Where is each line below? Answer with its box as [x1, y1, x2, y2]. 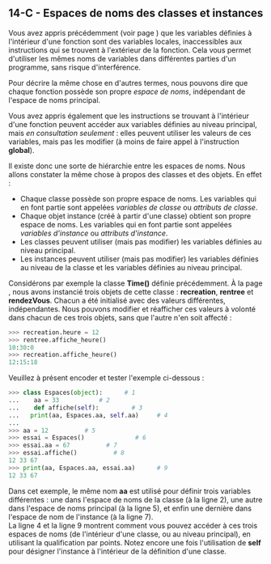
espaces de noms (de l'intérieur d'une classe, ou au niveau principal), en [8, 529, 251, 539]
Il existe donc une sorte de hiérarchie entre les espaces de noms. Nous [8, 161, 246, 171]
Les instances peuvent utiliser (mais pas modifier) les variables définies [19, 254, 259, 264]
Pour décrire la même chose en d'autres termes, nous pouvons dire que [8, 78, 248, 87]
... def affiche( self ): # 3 [8, 404, 143, 412]
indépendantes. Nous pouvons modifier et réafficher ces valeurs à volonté [8, 303, 256, 314]
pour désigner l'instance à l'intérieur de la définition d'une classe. [8, 546, 227, 556]
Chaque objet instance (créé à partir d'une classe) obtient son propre [19, 210, 252, 221]
